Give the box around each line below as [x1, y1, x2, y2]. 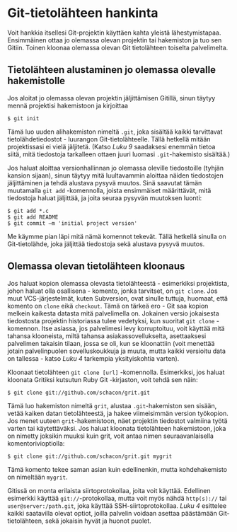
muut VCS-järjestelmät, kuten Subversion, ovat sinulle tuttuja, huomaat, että [7, 294, 229, 302]
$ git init [7, 115, 40, 122]
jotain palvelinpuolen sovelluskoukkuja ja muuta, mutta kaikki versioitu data [7, 347, 226, 355]
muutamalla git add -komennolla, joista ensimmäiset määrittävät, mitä [7, 186, 212, 195]
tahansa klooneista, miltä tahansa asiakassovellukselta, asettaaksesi [7, 331, 207, 340]
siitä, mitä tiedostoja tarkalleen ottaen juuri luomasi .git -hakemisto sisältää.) [7, 150, 231, 158]
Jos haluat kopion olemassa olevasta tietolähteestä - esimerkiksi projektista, [7, 279, 230, 287]
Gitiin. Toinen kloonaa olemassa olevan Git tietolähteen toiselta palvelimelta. [7, 43, 229, 52]
